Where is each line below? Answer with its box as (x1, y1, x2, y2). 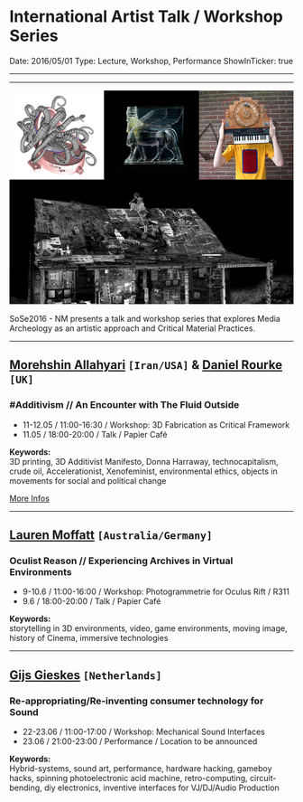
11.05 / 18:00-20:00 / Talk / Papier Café (22, 429, 168, 439)
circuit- (249, 773, 277, 783)
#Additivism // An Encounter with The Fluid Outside (9, 399, 240, 411)
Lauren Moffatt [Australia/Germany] (9, 527, 214, 543)
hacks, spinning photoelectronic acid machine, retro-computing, (9, 773, 248, 783)
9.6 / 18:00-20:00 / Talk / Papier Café (22, 596, 161, 607)
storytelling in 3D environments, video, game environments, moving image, (9, 623, 288, 634)
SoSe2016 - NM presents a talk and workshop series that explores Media (9, 313, 281, 324)
